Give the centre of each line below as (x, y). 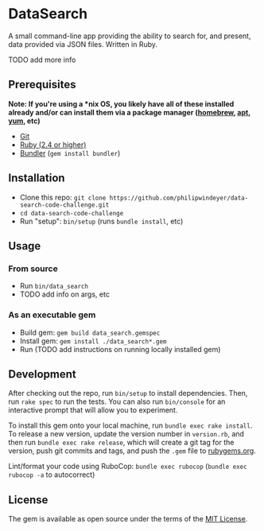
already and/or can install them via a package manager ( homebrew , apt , (129, 112)
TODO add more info (42, 60)
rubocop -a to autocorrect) (52, 475)
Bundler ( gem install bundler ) (70, 153)
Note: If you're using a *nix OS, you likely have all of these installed (121, 103)
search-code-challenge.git (64, 205)
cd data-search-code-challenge (72, 213)
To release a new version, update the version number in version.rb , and (126, 434)
